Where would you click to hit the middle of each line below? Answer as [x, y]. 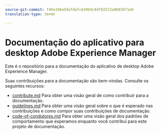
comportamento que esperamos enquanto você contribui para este [79, 121]
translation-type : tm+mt [30, 14]
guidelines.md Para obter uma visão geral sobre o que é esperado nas [82, 106]
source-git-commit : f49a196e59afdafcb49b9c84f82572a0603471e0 [69, 10]
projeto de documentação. [39, 127]
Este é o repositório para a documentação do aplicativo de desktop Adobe [80, 66]
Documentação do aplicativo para [75, 42]
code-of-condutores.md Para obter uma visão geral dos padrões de [80, 116]
